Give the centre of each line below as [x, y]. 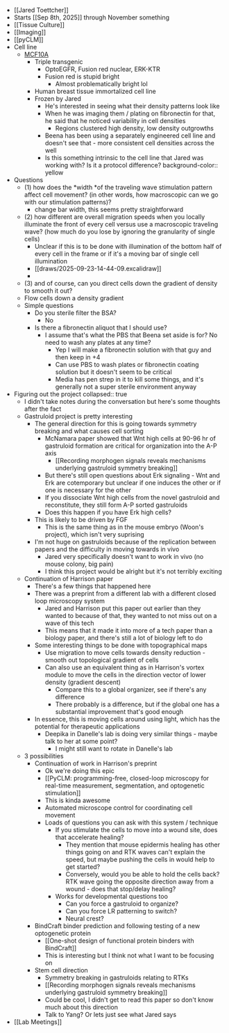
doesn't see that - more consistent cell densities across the [130, 143]
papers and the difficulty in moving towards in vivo [107, 549]
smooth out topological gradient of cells [102, 660]
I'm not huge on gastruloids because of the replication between [125, 542]
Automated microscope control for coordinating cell [119, 808]
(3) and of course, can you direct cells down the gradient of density [121, 283]
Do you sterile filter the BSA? [75, 313]
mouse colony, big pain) [79, 564]
